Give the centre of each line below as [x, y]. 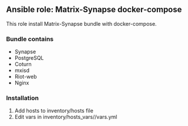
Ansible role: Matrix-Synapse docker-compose [94, 10]
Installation [23, 98]
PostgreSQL [29, 58]
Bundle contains [30, 39]
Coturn [23, 64]
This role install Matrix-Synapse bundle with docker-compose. [81, 23]
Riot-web [26, 77]
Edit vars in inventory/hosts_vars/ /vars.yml [66, 117]
